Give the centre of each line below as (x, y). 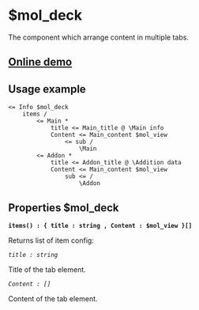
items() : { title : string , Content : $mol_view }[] (100, 225)
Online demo (40, 62)
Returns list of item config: (51, 240)
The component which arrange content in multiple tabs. (99, 37)
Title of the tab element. (47, 269)
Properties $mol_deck (64, 208)
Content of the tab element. (53, 298)
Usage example (47, 89)
